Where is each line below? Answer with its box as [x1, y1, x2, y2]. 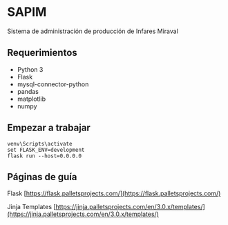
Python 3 [17, 65, 44, 73]
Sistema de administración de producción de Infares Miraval [7, 27, 178, 35]
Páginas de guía [7, 170, 77, 183]
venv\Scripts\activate [7, 140, 73, 147]
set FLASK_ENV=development [7, 146, 85, 153]
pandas [17, 87, 39, 95]
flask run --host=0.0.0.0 [7, 153, 82, 159]
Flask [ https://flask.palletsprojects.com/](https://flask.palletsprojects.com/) [7, 189, 221, 197]
